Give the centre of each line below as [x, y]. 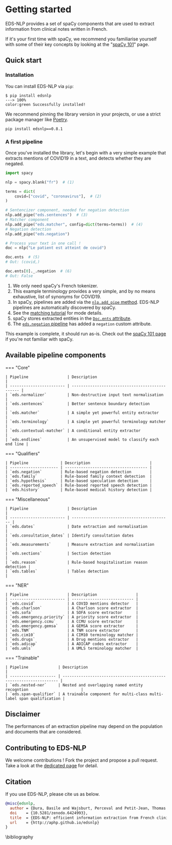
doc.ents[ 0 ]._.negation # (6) [39, 271]
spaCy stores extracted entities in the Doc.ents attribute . [72, 318]
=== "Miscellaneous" [28, 499]
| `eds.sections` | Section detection [58, 553]
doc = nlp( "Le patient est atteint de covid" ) [56, 248]
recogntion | [44, 690]
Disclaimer [23, 714]
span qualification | [42, 698]
